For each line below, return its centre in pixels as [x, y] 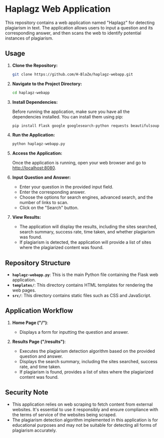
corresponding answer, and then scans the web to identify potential [73, 33]
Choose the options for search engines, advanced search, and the [86, 197]
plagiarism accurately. [35, 430]
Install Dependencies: [35, 102]
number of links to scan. [44, 203]
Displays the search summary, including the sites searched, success [88, 361]
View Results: [26, 217]
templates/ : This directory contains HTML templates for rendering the [82, 285]
